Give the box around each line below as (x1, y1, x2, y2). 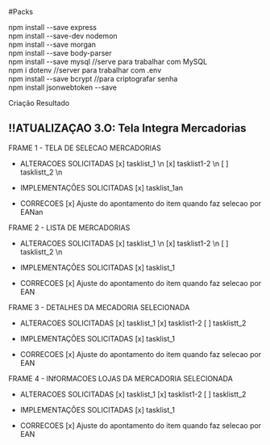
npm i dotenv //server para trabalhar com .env (8, 65, 162, 75)
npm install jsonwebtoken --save (8, 82, 117, 92)
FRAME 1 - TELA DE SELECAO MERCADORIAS (8, 143, 161, 153)
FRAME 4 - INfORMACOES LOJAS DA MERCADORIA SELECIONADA (8, 373, 234, 383)
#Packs (8, 7, 34, 16)
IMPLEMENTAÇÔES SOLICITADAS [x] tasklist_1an (19, 183, 184, 192)
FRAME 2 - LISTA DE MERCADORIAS (8, 222, 131, 233)
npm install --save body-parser (8, 48, 112, 57)
